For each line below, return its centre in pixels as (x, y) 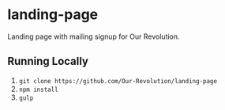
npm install (38, 89)
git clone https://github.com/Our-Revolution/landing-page (118, 81)
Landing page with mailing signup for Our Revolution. (94, 36)
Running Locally (48, 61)
